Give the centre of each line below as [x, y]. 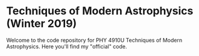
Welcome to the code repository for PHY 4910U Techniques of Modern [94, 40]
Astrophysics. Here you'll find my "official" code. [67, 46]
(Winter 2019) [42, 24]
